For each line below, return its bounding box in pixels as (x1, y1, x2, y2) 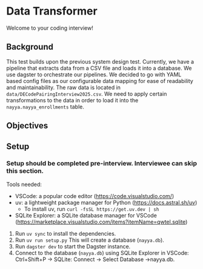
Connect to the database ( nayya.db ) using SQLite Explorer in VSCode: (15, 249, 189, 256)
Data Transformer (6, 4, 98, 18)
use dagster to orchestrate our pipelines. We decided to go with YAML (6, 71, 182, 78)
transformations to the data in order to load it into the (6, 96, 139, 104)
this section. (6, 167, 44, 175)
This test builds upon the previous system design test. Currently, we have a (6, 58, 195, 65)
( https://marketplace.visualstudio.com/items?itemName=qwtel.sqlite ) (15, 218, 188, 225)
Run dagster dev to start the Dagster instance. (15, 242, 131, 250)
